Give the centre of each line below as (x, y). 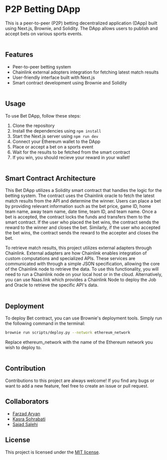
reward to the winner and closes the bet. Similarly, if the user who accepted (83, 227)
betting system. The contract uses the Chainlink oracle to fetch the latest (80, 195)
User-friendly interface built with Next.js (54, 77)
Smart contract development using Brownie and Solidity (70, 82)
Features (19, 55)
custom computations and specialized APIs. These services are (70, 258)
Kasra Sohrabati (29, 419)
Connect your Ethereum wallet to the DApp (56, 141)
